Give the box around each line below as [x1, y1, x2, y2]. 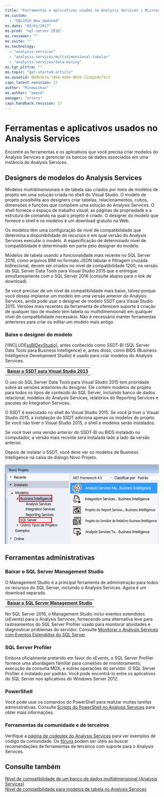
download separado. [5, 590, 46, 595]
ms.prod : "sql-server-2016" [5, 28, 62, 34]
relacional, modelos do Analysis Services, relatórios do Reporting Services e [5, 394, 159, 401]
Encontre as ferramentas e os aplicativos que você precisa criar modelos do [5, 149, 159, 155]
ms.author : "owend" [5, 91, 45, 95]
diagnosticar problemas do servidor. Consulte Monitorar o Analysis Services [5, 626, 159, 632]
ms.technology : [5, 44, 36, 49]
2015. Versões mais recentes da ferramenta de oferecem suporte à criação [5, 303, 156, 309]
